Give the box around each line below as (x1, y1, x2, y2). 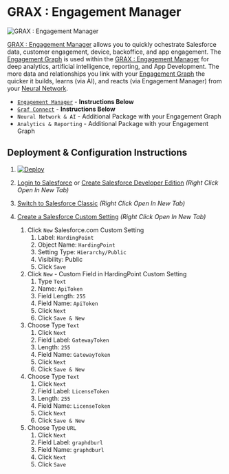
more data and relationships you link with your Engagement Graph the (7, 70, 205, 78)
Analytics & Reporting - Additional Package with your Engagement (17, 119, 208, 127)
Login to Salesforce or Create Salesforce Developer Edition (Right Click (17, 178, 219, 187)
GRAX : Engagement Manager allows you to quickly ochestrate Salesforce (7, 40, 217, 48)
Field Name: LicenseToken (37, 401, 111, 410)
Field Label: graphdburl (37, 438, 103, 446)
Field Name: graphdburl (37, 445, 105, 453)
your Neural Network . (7, 84, 69, 92)
